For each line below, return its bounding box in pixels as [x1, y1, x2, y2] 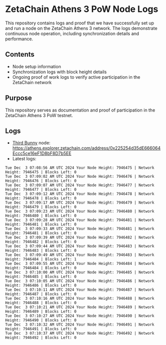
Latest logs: [12, 156, 36, 162]
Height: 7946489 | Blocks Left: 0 [5, 309, 77, 314]
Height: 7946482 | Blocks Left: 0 [5, 239, 77, 244]
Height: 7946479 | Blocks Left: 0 [5, 205, 77, 210]
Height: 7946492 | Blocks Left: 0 [5, 335, 77, 341]
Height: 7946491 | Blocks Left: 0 [5, 327, 77, 332]
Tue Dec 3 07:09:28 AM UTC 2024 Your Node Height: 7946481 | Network [5, 218, 155, 223]
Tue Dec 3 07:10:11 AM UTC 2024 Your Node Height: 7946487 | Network [5, 287, 155, 292]
